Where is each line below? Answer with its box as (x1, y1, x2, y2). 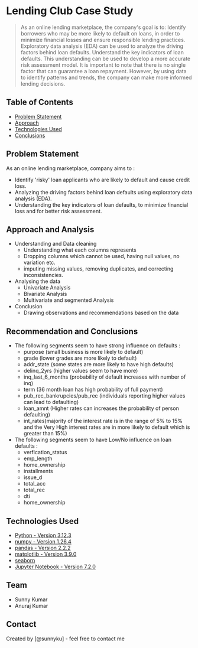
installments (23, 468, 53, 475)
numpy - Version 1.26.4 (14, 538, 72, 545)
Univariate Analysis (23, 284, 71, 291)
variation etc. (23, 259, 56, 266)
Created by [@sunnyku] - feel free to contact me (6, 635, 125, 642)
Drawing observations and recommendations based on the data (23, 309, 179, 317)
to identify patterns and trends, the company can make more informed (20, 74, 192, 81)
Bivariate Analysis (23, 291, 67, 298)
